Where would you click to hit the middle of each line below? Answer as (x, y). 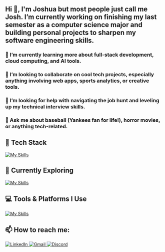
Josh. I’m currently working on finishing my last (81, 17)
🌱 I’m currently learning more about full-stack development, (79, 55)
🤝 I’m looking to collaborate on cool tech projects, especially (79, 75)
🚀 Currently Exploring (39, 171)
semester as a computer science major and (74, 25)
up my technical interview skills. (45, 107)
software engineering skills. (49, 41)
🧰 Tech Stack (26, 143)
